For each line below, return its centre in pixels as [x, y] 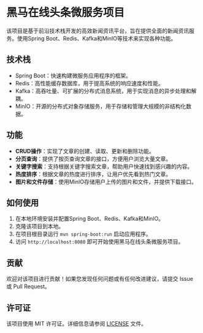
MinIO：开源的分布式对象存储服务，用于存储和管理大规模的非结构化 [101, 106]
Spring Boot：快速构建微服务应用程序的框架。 [73, 75]
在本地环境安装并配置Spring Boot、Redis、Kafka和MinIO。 [90, 219]
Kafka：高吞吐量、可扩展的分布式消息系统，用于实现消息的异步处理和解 [106, 91]
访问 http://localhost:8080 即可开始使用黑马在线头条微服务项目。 [99, 242]
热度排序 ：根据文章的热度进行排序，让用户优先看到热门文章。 [93, 174]
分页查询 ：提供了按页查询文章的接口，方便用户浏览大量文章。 [93, 159]
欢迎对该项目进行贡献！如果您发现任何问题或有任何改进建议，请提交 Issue [100, 279]
